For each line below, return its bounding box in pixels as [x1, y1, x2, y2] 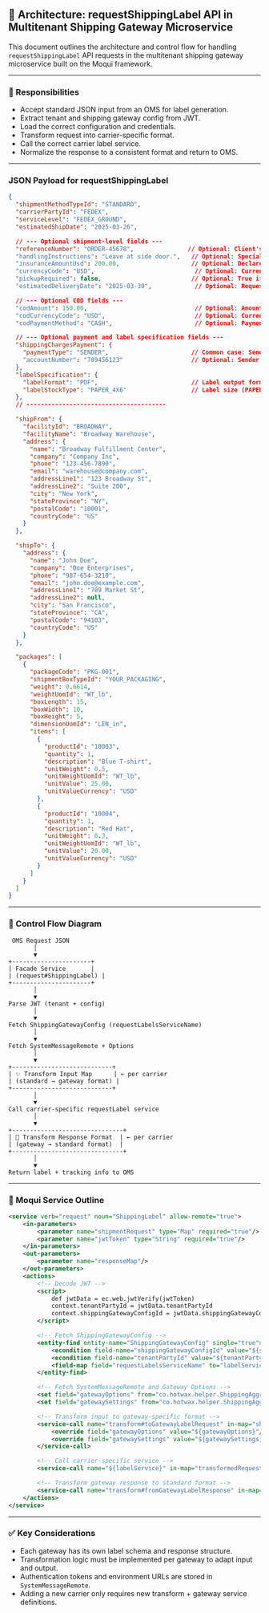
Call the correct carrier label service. [19, 139, 142, 148]
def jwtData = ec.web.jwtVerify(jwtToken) [50, 1294, 195, 1302]
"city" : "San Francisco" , [29, 601, 116, 610]
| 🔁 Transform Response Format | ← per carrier [8, 1133, 174, 1141]
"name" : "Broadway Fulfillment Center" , [29, 445, 167, 453]
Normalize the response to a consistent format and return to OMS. [19, 148, 239, 157]
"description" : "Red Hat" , [43, 824, 134, 833]
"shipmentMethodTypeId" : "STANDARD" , [15, 201, 142, 209]
